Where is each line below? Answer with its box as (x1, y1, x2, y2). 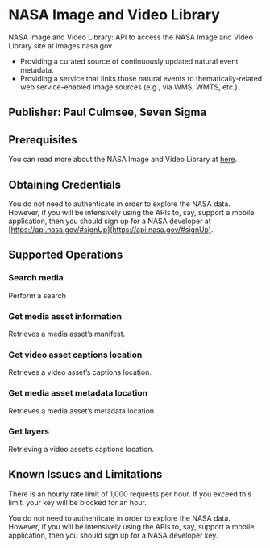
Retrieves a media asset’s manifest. (8, 329, 126, 338)
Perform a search (8, 290, 67, 300)
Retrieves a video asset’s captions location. (8, 367, 152, 377)
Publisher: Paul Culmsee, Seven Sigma (8, 106, 207, 119)
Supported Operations (8, 248, 123, 262)
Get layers (8, 426, 50, 437)
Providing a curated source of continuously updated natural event (19, 56, 239, 66)
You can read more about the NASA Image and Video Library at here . (8, 155, 238, 164)
